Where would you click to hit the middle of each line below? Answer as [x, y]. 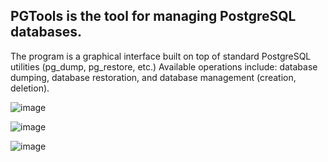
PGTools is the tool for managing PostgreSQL [153, 16]
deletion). [30, 88]
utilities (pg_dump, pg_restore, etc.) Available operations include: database [164, 66]
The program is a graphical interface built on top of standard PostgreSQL [161, 56]
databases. [46, 32]
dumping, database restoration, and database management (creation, [153, 77]
